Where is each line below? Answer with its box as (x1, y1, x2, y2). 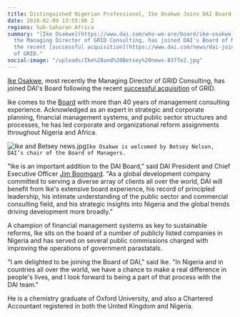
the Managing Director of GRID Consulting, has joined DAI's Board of (14, 37, 229, 44)
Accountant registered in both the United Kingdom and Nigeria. (7, 301, 194, 310)
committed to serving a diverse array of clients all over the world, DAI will (7, 177, 223, 185)
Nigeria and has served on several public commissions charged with (7, 236, 209, 244)
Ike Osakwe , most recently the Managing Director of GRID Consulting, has (7, 76, 225, 85)
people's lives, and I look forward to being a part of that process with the (7, 272, 221, 281)
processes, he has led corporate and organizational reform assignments (7, 120, 219, 129)
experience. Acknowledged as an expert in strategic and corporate (7, 105, 205, 114)
